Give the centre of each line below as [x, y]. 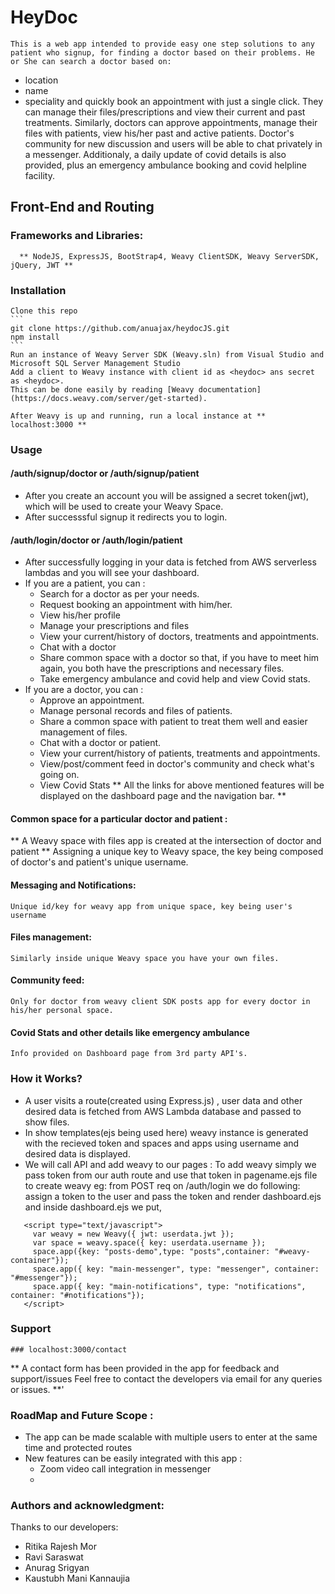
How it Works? [46, 1079]
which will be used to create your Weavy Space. [124, 507]
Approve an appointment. [92, 700]
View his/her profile [80, 615]
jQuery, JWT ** [42, 265]
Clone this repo [44, 311]
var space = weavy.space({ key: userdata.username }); [149, 1242]
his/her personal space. [62, 1011]
